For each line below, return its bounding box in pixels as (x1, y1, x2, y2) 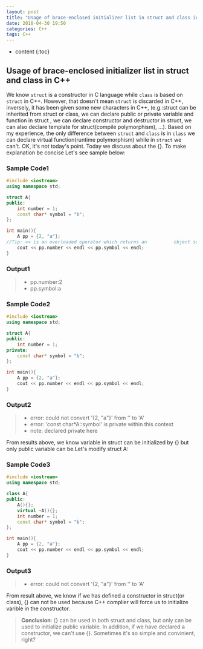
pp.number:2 (30, 278, 63, 286)
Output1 (6, 265, 30, 273)
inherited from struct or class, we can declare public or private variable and (6, 110, 194, 117)
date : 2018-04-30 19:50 (6, 20, 66, 26)
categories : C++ (6, 25, 47, 32)
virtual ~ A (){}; (17, 507, 59, 513)
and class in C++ (6, 75, 71, 85)
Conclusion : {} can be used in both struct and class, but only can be (21, 617, 192, 624)
